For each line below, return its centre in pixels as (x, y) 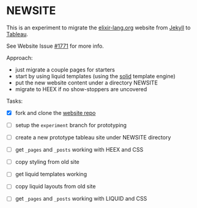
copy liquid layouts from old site (55, 187)
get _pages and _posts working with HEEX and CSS (79, 150)
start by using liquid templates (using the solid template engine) (95, 76)
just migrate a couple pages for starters (65, 69)
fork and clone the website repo (55, 113)
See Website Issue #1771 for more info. (55, 46)
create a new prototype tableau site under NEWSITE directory (93, 138)
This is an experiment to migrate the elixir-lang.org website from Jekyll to (98, 28)
